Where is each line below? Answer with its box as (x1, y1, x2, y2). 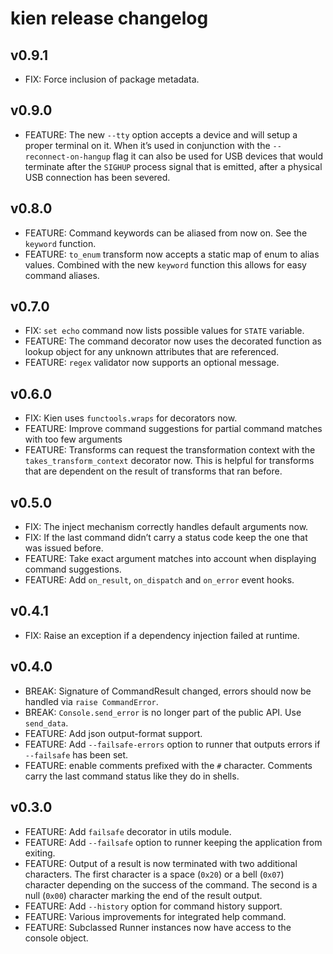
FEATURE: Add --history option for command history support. (24, 900, 283, 912)
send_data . (24, 717, 69, 729)
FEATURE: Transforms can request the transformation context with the (24, 444, 316, 456)
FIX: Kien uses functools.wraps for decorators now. (24, 412, 238, 424)
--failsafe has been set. (24, 748, 129, 761)
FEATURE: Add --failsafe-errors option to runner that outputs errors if (24, 738, 321, 750)
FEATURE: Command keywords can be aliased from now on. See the (24, 227, 308, 239)
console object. (24, 932, 89, 944)
